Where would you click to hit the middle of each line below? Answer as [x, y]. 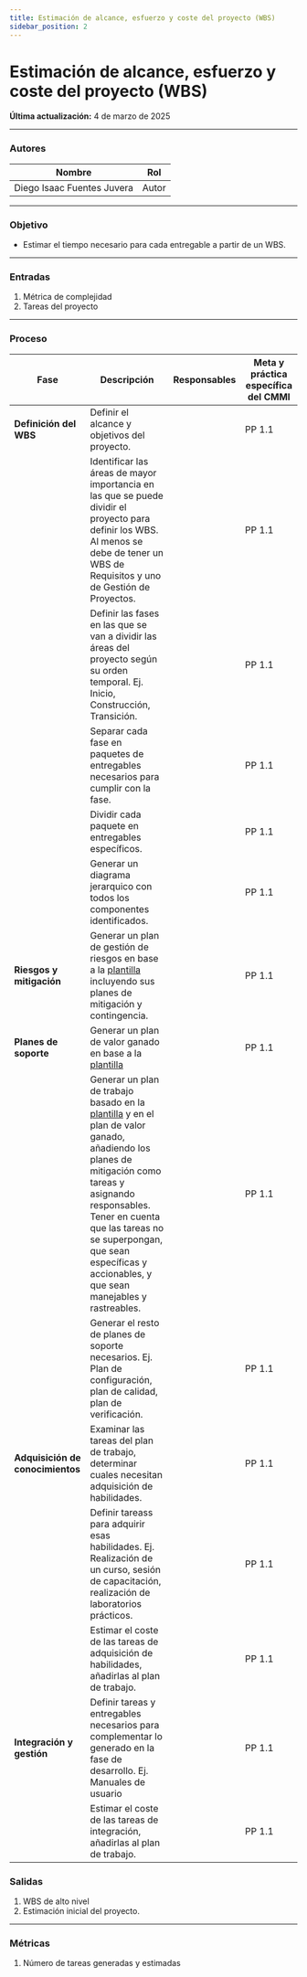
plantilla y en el [122, 1113]
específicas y [119, 1262]
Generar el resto [125, 1323]
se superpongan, [126, 1239]
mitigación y [116, 1004]
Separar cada [119, 730]
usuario [106, 1793]
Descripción [127, 379]
